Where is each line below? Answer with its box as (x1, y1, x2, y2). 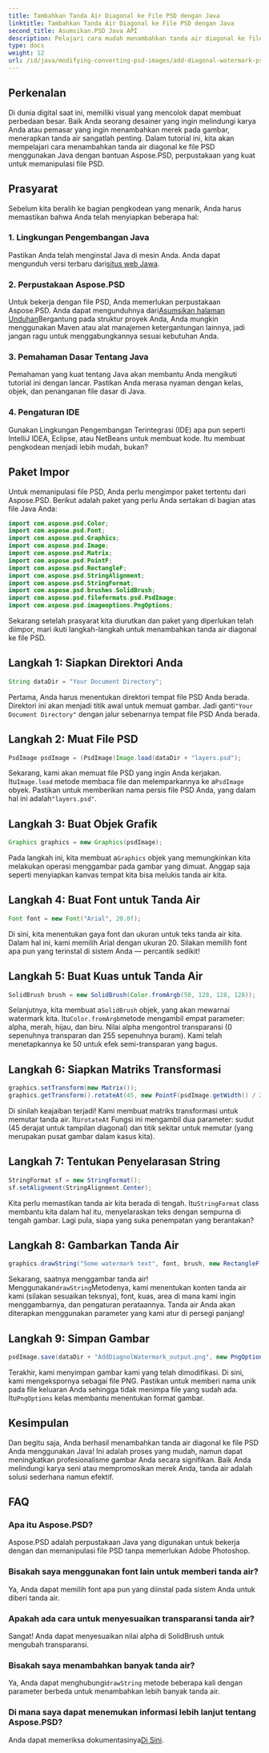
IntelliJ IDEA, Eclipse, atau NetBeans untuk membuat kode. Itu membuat (8, 433, 246, 443)
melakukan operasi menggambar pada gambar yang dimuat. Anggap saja (8, 861, 251, 872)
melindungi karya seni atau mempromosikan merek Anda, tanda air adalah (8, 1463, 253, 1473)
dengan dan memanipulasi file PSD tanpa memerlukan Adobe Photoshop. (8, 1546, 251, 1555)
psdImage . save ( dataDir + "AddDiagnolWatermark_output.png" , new (8, 1353, 227, 1362)
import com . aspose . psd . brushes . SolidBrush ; (8, 586, 156, 595)
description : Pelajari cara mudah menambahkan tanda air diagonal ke (8, 34, 246, 43)
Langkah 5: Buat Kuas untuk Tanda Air (8, 970, 203, 983)
